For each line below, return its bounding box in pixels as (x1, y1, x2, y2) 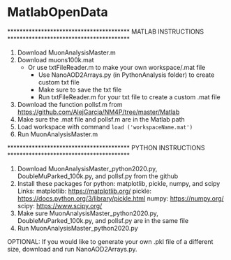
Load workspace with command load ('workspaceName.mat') (17, 122, 193, 131)
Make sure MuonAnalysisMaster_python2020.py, (17, 209, 158, 217)
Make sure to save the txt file (38, 85, 122, 94)
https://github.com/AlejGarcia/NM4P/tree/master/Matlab (17, 108, 180, 116)
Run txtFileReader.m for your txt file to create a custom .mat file (38, 92, 221, 101)
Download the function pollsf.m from (17, 100, 123, 108)
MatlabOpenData (7, 4, 108, 20)
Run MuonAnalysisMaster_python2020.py (17, 224, 138, 232)
